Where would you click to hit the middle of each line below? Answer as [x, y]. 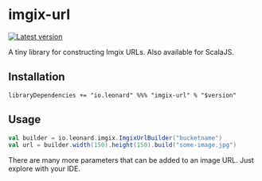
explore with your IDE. [45, 169]
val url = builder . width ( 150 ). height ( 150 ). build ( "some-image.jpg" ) [123, 145]
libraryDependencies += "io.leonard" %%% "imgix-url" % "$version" [123, 95]
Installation [37, 77]
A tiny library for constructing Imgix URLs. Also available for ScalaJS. [121, 52]
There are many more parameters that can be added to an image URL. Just [131, 160]
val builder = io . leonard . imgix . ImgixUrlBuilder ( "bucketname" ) [115, 138]
